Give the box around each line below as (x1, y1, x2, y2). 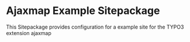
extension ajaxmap (6, 29, 51, 36)
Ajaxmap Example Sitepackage (6, 4, 160, 17)
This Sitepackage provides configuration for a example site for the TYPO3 (6, 23, 184, 30)
